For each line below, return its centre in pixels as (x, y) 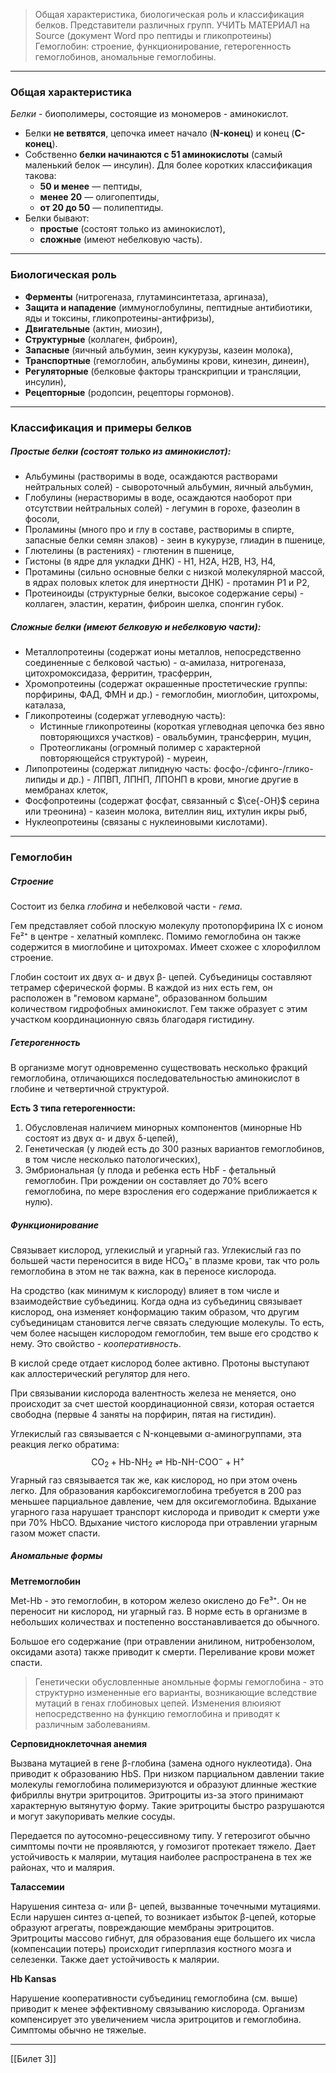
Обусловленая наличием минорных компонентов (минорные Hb (163, 1128)
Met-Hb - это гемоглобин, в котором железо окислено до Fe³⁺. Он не (158, 1600)
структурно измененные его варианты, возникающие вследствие (176, 1692)
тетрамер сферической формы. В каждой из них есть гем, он (141, 988)
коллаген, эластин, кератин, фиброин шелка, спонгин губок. (154, 604)
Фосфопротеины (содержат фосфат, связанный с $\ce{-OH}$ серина (172, 801)
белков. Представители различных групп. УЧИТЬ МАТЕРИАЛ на (172, 25)
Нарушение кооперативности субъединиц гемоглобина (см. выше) (154, 1998)
